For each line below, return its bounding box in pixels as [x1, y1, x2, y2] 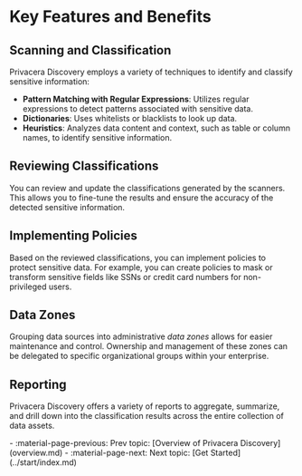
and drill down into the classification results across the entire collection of [9, 411, 285, 422]
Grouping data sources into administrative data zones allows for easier [9, 331, 273, 342]
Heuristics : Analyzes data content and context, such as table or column [22, 122, 291, 133]
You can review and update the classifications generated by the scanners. [9, 182, 286, 193]
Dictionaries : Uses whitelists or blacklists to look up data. [22, 113, 238, 123]
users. [48, 281, 72, 292]
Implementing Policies [9, 228, 137, 244]
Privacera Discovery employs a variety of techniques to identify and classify [9, 66, 294, 77]
